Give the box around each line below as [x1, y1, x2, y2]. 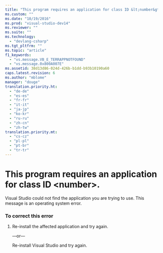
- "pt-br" [9, 143, 29, 148]
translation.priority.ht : [5, 84, 57, 89]
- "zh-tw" [9, 125, 29, 130]
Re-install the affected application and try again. [12, 223, 108, 229]
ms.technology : [5, 35, 36, 39]
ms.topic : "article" [5, 48, 47, 53]
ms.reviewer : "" [5, 25, 38, 30]
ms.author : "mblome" [5, 75, 47, 80]
